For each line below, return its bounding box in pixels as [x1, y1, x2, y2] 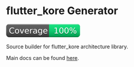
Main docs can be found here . [6, 54, 80, 61]
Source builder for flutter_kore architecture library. [6, 43, 129, 50]
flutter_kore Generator [6, 4, 118, 18]
